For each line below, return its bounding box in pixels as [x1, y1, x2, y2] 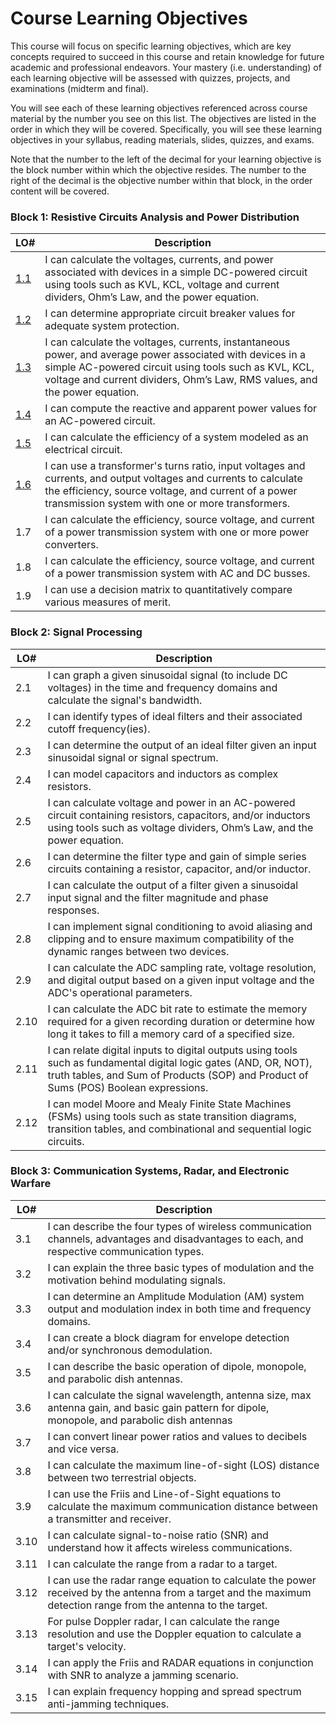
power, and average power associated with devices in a [44, 348, 306, 362]
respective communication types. [47, 1244, 205, 1258]
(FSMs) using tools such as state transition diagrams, [47, 1109, 297, 1123]
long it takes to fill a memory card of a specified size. [47, 1027, 295, 1041]
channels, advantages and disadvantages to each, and [47, 1232, 304, 1246]
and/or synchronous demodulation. [47, 1343, 213, 1357]
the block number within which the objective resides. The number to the [10, 163, 307, 176]
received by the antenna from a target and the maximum [47, 1585, 312, 1599]
